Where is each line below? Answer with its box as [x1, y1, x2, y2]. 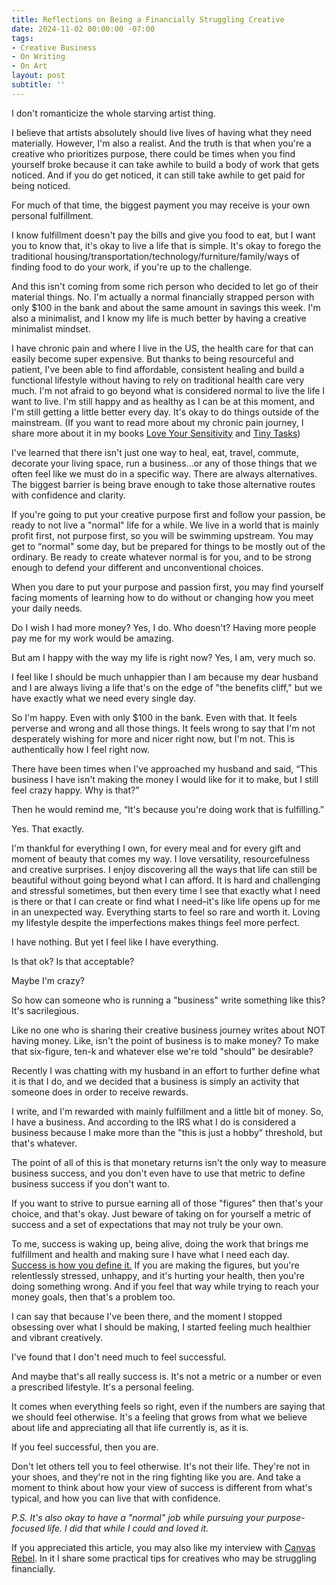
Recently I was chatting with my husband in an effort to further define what [11, 1064, 321, 1076]
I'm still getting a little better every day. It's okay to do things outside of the [11, 406, 319, 418]
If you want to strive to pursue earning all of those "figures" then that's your [11, 1197, 324, 1209]
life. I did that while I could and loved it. [47, 1522, 209, 1534]
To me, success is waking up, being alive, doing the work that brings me [11, 1237, 309, 1250]
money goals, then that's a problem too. [11, 1291, 176, 1303]
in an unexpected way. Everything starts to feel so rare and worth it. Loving [11, 906, 321, 918]
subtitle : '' [11, 80, 66, 90]
